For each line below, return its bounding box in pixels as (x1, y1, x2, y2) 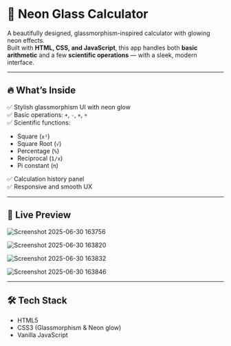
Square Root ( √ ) (16, 139, 62, 147)
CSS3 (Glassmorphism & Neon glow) (16, 323, 122, 332)
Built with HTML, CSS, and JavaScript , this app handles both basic (7, 43, 198, 52)
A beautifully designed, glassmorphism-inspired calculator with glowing (7, 29, 211, 37)
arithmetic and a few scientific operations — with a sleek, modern (7, 51, 197, 59)
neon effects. (7, 36, 45, 44)
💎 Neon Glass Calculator (7, 6, 148, 22)
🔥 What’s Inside (7, 85, 76, 96)
